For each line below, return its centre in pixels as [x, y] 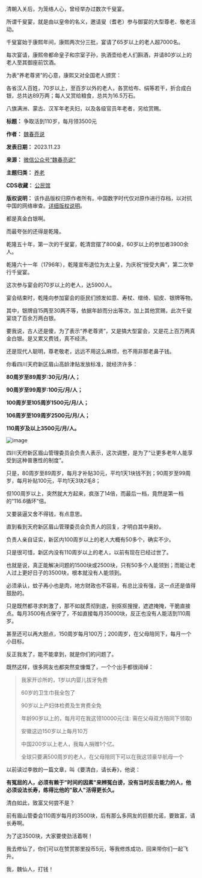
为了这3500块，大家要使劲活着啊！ [50, 836]
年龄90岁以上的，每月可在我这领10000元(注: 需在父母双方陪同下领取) [106, 718]
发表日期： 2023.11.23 [33, 147]
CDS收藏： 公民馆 [29, 185]
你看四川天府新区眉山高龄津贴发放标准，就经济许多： [72, 364]
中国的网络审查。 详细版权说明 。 [46, 206]
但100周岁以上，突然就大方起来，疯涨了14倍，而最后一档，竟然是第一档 [95, 493]
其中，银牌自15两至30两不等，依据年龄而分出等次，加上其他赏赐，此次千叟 [99, 310]
